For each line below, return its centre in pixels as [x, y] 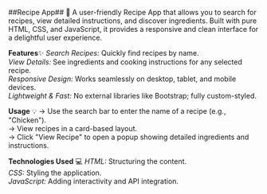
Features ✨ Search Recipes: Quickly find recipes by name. [104, 53]
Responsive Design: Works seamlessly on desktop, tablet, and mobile [122, 79]
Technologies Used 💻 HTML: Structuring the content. [98, 161]
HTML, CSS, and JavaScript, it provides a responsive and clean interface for [133, 29]
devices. [22, 87]
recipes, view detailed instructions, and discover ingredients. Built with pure [133, 21]
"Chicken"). [27, 120]
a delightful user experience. [55, 37]
